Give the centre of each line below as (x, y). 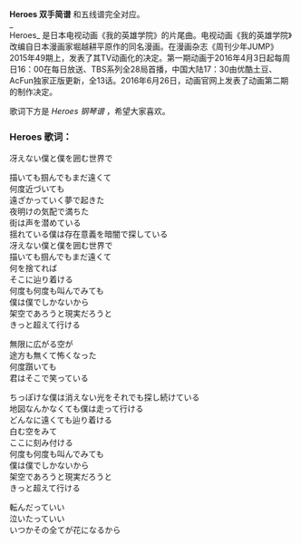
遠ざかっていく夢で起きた (57, 200)
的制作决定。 (33, 92)
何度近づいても (37, 189)
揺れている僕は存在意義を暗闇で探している (89, 234)
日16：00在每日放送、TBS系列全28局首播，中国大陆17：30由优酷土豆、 (143, 69)
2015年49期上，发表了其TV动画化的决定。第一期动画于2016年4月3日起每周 (150, 58)
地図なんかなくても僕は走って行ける (77, 409)
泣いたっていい (37, 519)
